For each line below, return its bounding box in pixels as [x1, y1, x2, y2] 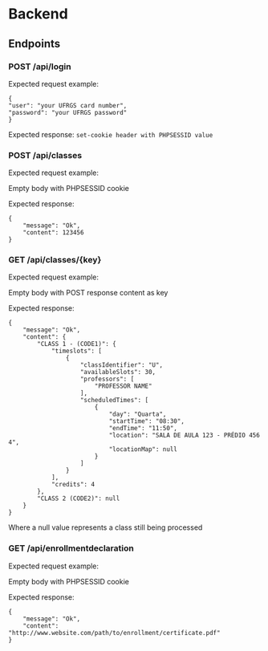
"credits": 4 [51, 481, 95, 489]
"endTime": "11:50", [108, 425, 178, 433]
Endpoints [8, 37, 61, 51]
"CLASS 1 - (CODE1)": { [37, 340, 116, 348]
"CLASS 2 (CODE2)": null [37, 494, 120, 502]
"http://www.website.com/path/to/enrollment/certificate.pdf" [8, 629, 221, 637]
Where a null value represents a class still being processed [8, 523, 203, 532]
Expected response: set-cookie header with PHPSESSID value [8, 129, 213, 139]
